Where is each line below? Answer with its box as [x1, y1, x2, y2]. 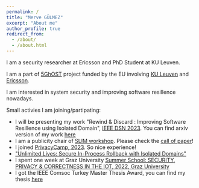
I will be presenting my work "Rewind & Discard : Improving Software [14, 118, 186, 125]
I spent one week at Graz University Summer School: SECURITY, [14, 156, 176, 163]
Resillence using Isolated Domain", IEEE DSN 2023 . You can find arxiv [14, 124, 188, 132]
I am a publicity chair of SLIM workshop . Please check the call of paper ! [14, 137, 194, 144]
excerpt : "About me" [6, 20, 58, 26]
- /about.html [11, 43, 47, 49]
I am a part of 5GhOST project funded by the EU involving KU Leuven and [6, 70, 189, 77]
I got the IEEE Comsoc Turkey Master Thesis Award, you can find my [14, 169, 186, 176]
